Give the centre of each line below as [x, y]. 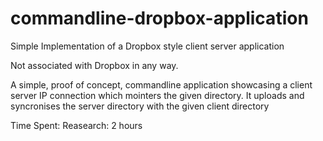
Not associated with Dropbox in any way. [94, 65]
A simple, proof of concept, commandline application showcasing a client [161, 84]
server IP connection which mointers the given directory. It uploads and [157, 95]
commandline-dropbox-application [159, 18]
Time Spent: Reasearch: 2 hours [76, 125]
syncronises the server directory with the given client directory [140, 106]
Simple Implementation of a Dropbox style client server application [147, 46]
